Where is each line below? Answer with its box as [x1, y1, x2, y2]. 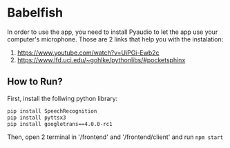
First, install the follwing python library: [7, 94, 118, 102]
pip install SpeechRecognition [7, 107, 97, 115]
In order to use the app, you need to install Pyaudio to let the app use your [7, 28, 218, 36]
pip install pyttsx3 [7, 114, 67, 121]
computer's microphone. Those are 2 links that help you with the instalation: [7, 35, 224, 43]
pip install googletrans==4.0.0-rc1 [7, 120, 113, 127]
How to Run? [7, 76, 64, 88]
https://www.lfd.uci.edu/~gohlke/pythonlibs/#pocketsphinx [17, 55, 186, 64]
